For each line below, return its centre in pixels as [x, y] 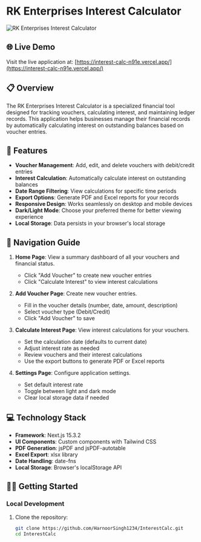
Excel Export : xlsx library [46, 455]
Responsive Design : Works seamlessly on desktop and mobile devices [104, 204]
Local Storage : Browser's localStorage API [68, 467]
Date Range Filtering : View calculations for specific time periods [96, 191]
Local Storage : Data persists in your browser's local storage [90, 224]
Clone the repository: [41, 517]
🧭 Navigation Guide [43, 242]
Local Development [35, 504]
